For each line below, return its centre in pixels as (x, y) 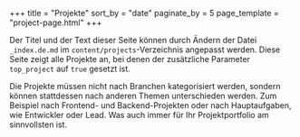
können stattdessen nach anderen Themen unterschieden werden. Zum (143, 96)
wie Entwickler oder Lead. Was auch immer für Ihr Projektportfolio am (139, 115)
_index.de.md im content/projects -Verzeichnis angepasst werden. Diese (145, 50)
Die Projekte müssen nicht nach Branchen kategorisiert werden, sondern (145, 86)
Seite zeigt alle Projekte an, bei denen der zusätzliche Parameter (130, 59)
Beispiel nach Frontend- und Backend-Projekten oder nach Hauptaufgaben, (150, 105)
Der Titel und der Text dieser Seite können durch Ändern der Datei (133, 40)
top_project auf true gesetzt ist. (70, 68)
